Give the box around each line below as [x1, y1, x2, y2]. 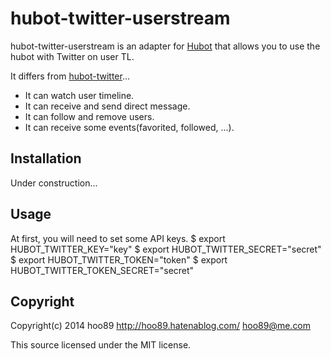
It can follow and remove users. [24, 110, 155, 122]
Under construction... [10, 177, 98, 189]
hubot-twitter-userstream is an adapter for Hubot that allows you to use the [10, 40, 321, 52]
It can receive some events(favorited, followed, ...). [24, 121, 235, 133]
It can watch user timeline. [24, 89, 135, 101]
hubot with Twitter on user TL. [10, 50, 135, 62]
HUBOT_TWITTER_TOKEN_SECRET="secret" [10, 264, 195, 276]
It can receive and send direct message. [24, 100, 191, 112]
